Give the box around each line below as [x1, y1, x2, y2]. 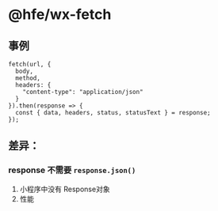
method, [15, 74, 41, 82]
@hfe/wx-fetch [8, 6, 112, 24]
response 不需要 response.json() [8, 164, 136, 175]
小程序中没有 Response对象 [19, 184, 110, 194]
